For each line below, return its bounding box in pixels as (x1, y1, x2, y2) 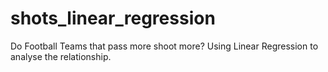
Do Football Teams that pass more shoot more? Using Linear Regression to (10, 40, 319, 52)
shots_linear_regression (10, 7, 216, 30)
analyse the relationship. (10, 50, 112, 62)
